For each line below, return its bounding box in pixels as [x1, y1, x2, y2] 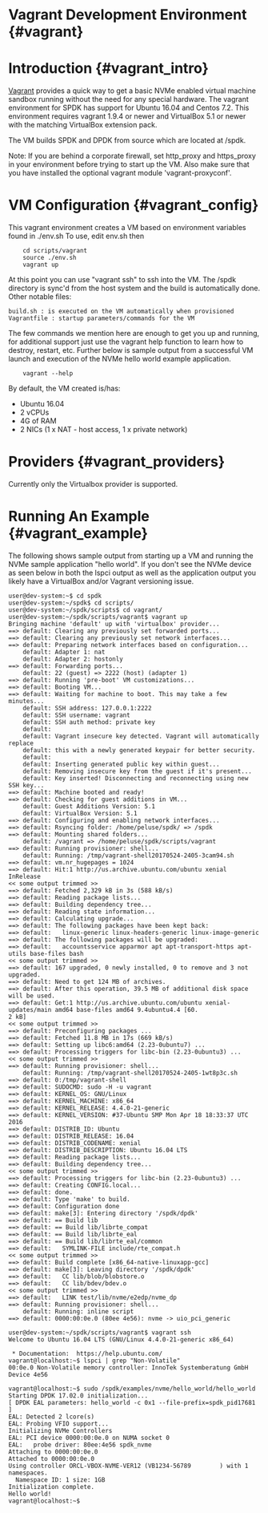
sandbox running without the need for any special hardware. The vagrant [8, 95, 250, 104]
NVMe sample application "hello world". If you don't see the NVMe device [8, 559, 252, 568]
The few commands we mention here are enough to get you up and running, [8, 329, 260, 338]
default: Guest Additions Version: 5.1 [22, 802, 156, 811]
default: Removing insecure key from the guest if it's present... [22, 767, 252, 775]
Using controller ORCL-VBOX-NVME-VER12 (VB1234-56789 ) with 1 [8, 1462, 249, 1470]
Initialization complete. [8, 1483, 94, 1491]
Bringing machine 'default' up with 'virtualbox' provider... [8, 620, 220, 628]
